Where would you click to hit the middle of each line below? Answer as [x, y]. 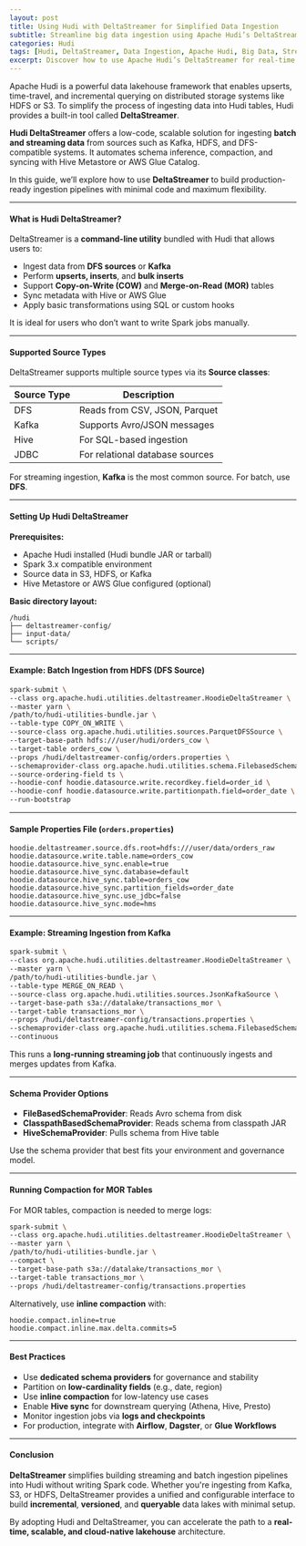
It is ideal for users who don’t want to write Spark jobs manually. [130, 323]
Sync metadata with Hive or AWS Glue [94, 295]
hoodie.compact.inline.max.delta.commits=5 [93, 1328]
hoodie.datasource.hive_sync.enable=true [89, 864]
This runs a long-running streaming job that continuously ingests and [141, 1055]
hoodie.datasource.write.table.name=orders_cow [102, 856]
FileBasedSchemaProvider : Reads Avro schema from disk [133, 1114]
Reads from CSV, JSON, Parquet [148, 410]
